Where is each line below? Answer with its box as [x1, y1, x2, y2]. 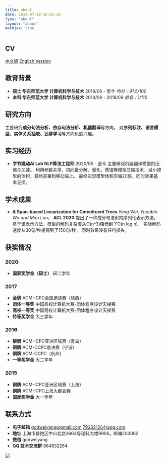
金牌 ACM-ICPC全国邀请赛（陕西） [12, 295, 84, 301]
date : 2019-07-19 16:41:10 [5, 12, 61, 17]
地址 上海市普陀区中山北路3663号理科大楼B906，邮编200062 [12, 430, 139, 436]
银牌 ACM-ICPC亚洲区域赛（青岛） [12, 338, 84, 344]
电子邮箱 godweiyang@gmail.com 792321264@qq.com [12, 424, 125, 430]
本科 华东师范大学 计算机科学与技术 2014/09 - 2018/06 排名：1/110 [12, 94, 148, 100]
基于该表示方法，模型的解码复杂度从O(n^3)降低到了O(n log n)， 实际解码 [12, 221, 161, 227]
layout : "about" [5, 21, 39, 26]
